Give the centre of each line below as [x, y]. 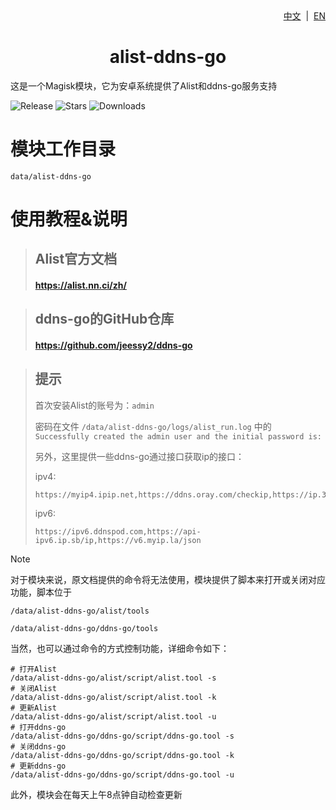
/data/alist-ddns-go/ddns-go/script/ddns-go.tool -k [122, 755]
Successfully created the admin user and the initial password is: [178, 436]
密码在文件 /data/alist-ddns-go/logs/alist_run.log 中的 [153, 426]
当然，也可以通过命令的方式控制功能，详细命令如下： [120, 648]
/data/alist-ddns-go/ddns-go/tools [84, 628]
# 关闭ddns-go [38, 746]
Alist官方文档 [76, 259]
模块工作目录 [63, 149]
